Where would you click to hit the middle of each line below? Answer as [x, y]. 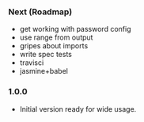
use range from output [56, 37]
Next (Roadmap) [40, 12]
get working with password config [75, 29]
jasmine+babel [44, 71]
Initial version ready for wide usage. [78, 109]
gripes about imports [54, 46]
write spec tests [46, 55]
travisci [32, 63]
